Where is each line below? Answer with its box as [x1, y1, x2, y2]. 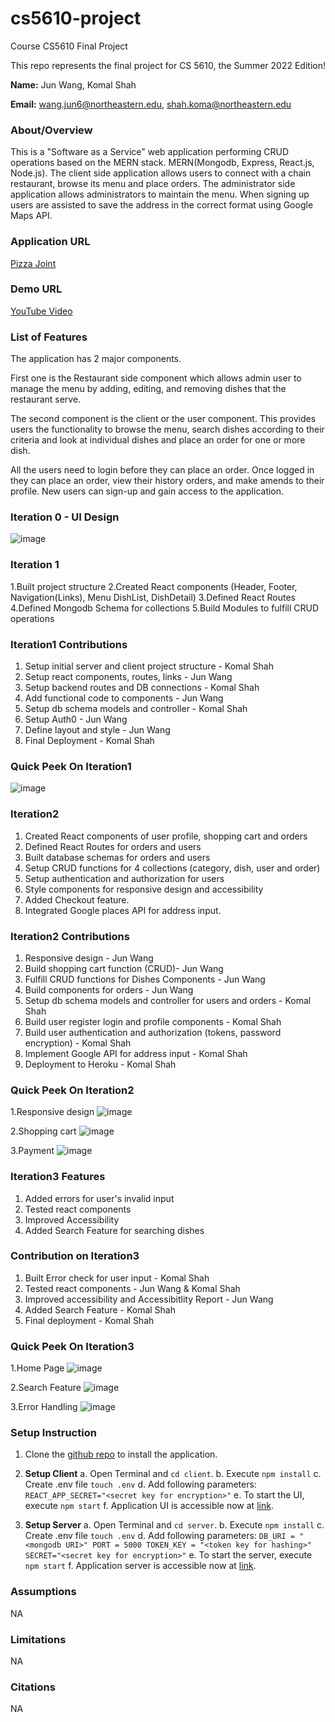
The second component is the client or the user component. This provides [10, 413, 317, 425]
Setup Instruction [10, 1426, 97, 1440]
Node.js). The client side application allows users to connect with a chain [10, 167, 312, 179]
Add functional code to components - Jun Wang [24, 692, 224, 704]
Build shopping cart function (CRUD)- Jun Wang [24, 962, 224, 974]
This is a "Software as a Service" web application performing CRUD [10, 146, 290, 158]
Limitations [10, 1632, 67, 1646]
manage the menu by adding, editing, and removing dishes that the [10, 383, 287, 395]
